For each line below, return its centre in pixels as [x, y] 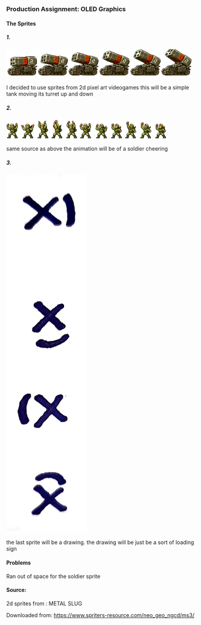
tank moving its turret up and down [50, 94]
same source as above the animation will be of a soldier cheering [87, 149]
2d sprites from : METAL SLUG [44, 603]
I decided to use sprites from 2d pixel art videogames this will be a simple [98, 88]
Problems [19, 563]
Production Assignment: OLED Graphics [66, 9]
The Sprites [21, 24]
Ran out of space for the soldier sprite [53, 576]
